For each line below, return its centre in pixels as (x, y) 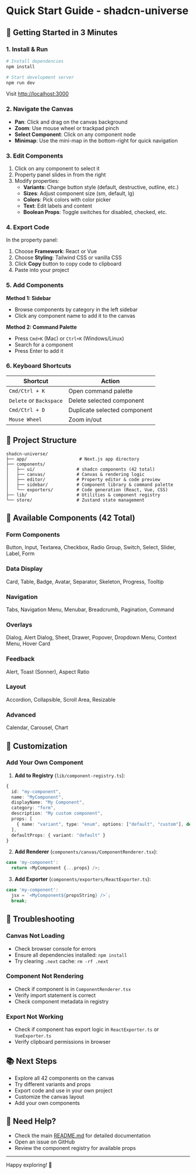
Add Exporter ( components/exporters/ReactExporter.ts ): (83, 879)
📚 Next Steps (32, 1061)
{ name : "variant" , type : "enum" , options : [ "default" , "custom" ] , (100, 824)
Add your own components (47, 1102)
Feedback (20, 659)
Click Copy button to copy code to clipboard (68, 264)
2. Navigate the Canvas (40, 109)
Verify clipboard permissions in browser (62, 1042)
